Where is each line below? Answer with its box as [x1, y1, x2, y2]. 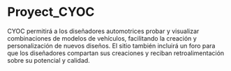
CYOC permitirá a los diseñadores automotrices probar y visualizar [7, 27, 200, 35]
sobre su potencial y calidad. [7, 56, 91, 64]
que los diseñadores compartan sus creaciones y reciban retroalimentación [7, 49, 225, 57]
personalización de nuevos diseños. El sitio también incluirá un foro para [7, 41, 216, 50]
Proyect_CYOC [7, 4, 95, 20]
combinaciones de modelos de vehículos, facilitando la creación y [7, 34, 197, 42]
